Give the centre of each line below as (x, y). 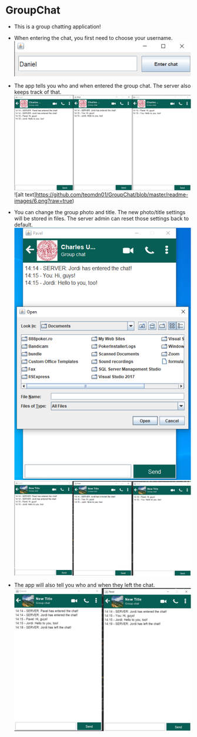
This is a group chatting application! (57, 26)
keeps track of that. (38, 92)
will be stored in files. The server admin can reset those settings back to (101, 219)
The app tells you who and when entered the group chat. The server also (102, 85)
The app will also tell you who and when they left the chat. (84, 585)
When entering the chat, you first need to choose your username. (93, 38)
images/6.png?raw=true (43, 201)
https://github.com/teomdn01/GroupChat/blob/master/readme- (112, 195)
